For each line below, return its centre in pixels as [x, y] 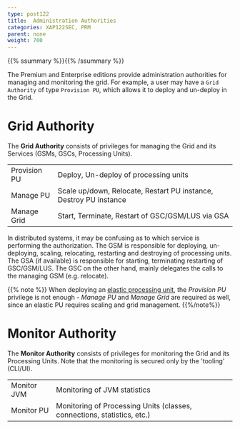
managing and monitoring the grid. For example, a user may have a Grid [113, 82]
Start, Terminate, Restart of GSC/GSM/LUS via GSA [143, 216]
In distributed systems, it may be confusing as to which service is [104, 238]
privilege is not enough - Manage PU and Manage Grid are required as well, [119, 298]
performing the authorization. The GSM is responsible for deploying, [108, 246]
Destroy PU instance [92, 200]
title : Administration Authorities [62, 21]
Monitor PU [30, 410]
